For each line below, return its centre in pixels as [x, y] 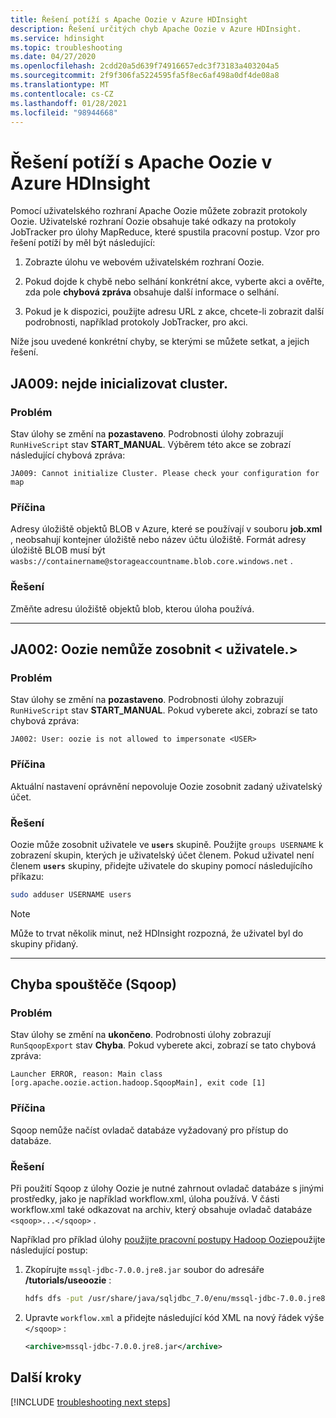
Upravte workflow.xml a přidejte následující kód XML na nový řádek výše [174, 1317]
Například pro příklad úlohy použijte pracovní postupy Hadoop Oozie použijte [168, 1240]
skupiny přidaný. [44, 943]
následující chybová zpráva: [68, 455]
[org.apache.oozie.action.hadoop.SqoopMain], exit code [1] [138, 1083]
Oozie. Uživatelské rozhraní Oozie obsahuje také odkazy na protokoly [153, 222]
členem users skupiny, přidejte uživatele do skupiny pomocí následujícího [161, 865]
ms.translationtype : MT [60, 85]
